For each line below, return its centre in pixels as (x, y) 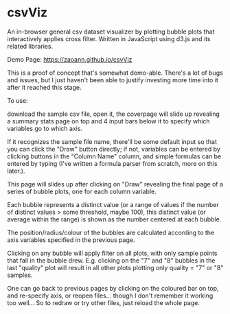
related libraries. (30, 46)
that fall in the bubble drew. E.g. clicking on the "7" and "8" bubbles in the (111, 260)
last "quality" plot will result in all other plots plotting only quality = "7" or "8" (115, 267)
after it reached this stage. (44, 87)
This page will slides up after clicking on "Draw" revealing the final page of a (115, 184)
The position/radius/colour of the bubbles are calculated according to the (111, 232)
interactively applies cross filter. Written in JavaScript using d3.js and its (109, 38)
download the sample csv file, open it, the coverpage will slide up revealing (113, 114)
